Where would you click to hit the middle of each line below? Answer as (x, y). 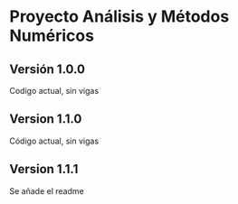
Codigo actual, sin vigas (54, 91)
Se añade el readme (47, 190)
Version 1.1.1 (44, 169)
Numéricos (52, 36)
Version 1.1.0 (46, 119)
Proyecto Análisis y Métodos (119, 17)
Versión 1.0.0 (48, 69)
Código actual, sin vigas (54, 141)
